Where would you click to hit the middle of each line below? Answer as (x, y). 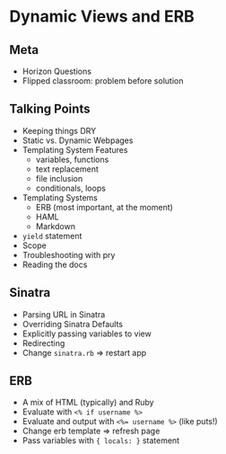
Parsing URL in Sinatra (64, 314)
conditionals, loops (70, 188)
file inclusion (59, 178)
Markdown (56, 226)
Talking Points (50, 109)
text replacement (67, 169)
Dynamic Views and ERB (102, 17)
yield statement (52, 236)
